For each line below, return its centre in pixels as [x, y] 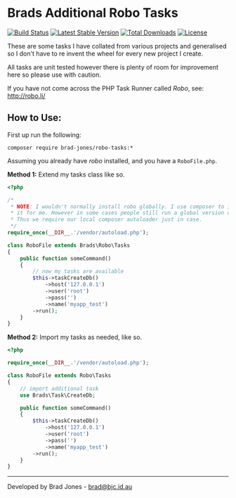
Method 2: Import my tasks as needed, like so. [75, 337]
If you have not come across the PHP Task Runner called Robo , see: [106, 88]
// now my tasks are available [78, 272]
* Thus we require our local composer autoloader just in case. [106, 219]
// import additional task [59, 388]
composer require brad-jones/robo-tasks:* [70, 148]
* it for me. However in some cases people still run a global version [117, 213]
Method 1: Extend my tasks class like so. [66, 174]
